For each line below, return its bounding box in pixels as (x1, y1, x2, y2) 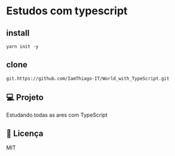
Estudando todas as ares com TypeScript (6, 111, 108, 118)
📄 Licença (6, 129, 44, 139)
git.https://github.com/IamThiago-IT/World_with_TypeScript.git (6, 76, 170, 82)
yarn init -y (6, 43, 39, 49)
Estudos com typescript (6, 4, 128, 18)
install (6, 28, 30, 38)
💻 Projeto (6, 92, 44, 102)
